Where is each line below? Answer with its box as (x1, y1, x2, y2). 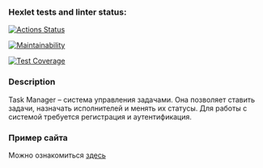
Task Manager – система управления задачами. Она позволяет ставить (8, 94, 256, 104)
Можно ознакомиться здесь (8, 150, 107, 160)
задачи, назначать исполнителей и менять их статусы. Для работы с (8, 103, 248, 113)
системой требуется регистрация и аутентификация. (8, 111, 193, 121)
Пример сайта (8, 132, 69, 143)
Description (8, 76, 56, 87)
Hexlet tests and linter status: (8, 6, 127, 18)
